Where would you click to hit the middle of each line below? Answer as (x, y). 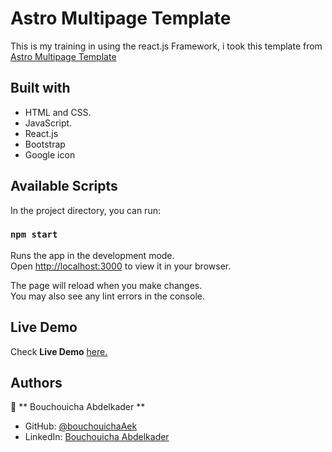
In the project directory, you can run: (85, 210)
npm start (34, 235)
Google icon (50, 154)
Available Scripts (64, 186)
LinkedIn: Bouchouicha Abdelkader (97, 437)
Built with (40, 88)
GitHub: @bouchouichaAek (81, 426)
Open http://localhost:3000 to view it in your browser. (121, 266)
